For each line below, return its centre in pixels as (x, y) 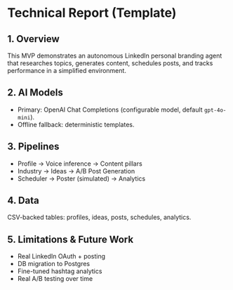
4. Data (24, 200)
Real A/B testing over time (55, 279)
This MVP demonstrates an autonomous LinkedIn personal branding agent (115, 55)
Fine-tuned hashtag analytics (60, 271)
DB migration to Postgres (53, 264)
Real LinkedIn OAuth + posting (61, 256)
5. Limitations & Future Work (71, 239)
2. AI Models (35, 93)
